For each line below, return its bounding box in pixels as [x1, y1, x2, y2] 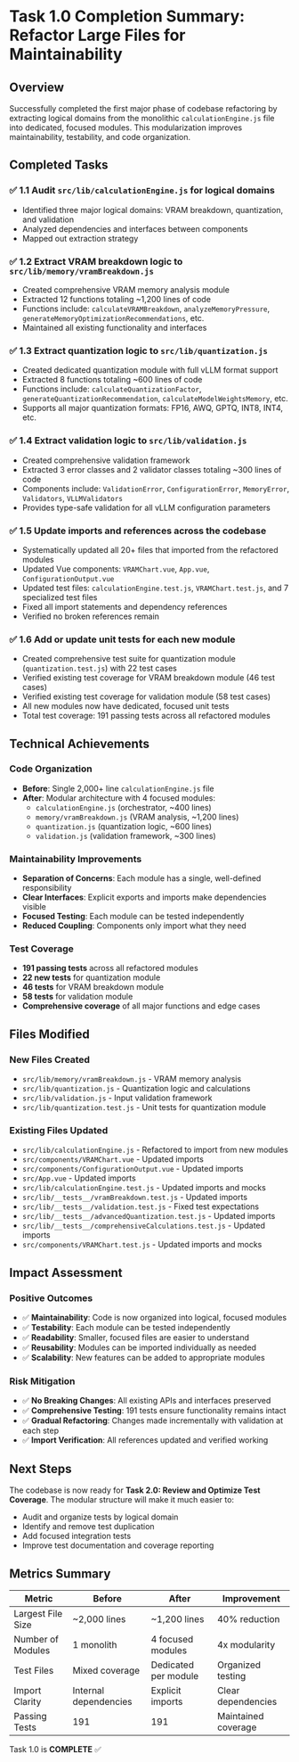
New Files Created [9, 1053, 91, 1066]
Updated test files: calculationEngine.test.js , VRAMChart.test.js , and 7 [21, 582, 289, 593]
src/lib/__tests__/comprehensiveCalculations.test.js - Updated [21, 1220, 265, 1231]
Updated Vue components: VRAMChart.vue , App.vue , [21, 564, 210, 574]
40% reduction [216, 1613, 280, 1626]
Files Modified [9, 1026, 91, 1042]
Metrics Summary [9, 1566, 111, 1581]
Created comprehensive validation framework [21, 455, 190, 465]
